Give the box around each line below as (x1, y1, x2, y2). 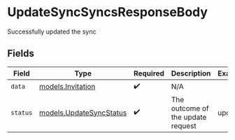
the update (171, 112, 207, 122)
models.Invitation (39, 82, 96, 92)
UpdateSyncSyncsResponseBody (7, 4, 208, 20)
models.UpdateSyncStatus (39, 108, 127, 118)
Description (171, 68, 211, 78)
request (171, 120, 197, 130)
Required (133, 68, 164, 78)
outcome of (171, 103, 209, 113)
